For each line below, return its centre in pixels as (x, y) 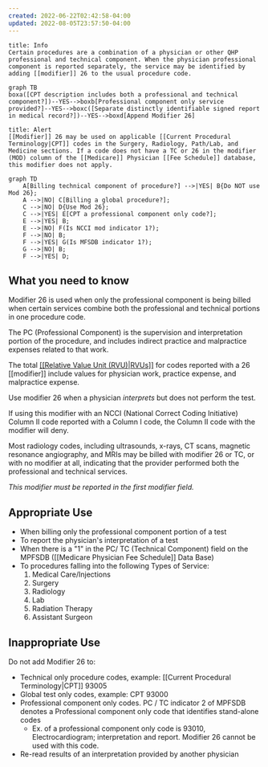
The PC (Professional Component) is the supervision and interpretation (126, 333)
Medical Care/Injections (71, 574)
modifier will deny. (39, 430)
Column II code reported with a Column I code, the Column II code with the (132, 422)
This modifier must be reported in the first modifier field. (101, 488)
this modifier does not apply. (61, 165)
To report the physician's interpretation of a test (99, 541)
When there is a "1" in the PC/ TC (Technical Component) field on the (134, 549)
